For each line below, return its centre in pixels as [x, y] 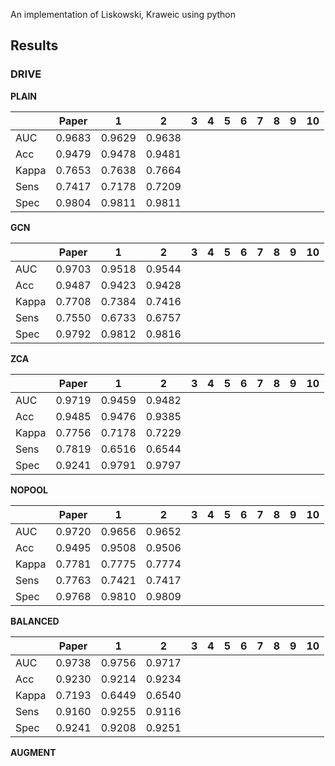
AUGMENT [33, 752]
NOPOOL [29, 490]
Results [34, 45]
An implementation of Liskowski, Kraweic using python [123, 14]
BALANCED [35, 621]
